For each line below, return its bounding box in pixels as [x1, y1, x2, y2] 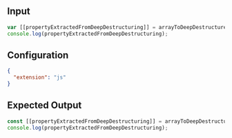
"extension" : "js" [13, 74, 67, 81]
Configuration [7, 49, 69, 61]
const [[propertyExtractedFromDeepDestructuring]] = [7, 117, 162, 125]
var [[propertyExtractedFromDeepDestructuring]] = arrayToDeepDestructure [7, 23, 227, 30]
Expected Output [7, 99, 82, 111]
